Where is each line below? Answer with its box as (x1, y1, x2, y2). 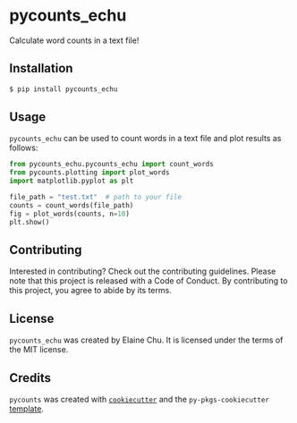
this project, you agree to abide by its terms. (9, 285, 172, 296)
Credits (9, 370, 52, 385)
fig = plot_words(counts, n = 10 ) (9, 209, 130, 218)
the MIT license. (9, 344, 69, 355)
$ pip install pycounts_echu (9, 84, 118, 94)
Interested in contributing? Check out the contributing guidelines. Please (9, 266, 276, 277)
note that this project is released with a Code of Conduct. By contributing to (9, 275, 288, 286)
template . (9, 403, 45, 414)
